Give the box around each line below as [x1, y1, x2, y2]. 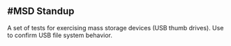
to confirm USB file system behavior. [7, 31, 113, 39]
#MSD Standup [7, 5, 75, 17]
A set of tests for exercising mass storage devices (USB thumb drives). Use [7, 23, 224, 32]
